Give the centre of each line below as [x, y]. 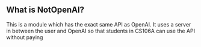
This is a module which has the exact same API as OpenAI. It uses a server [99, 24]
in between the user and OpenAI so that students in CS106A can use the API [101, 31]
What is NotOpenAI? [45, 10]
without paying [25, 37]
